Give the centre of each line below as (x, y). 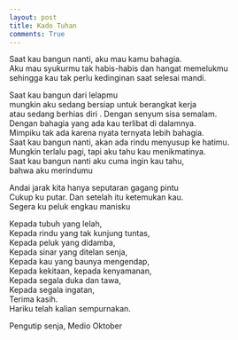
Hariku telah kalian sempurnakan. (70, 309)
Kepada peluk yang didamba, (62, 243)
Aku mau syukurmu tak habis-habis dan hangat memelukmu (119, 68)
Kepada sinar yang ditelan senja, (69, 252)
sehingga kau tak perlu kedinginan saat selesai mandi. (107, 78)
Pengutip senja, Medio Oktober (66, 326)
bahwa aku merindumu (51, 170)
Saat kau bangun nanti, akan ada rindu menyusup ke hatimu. (119, 142)
